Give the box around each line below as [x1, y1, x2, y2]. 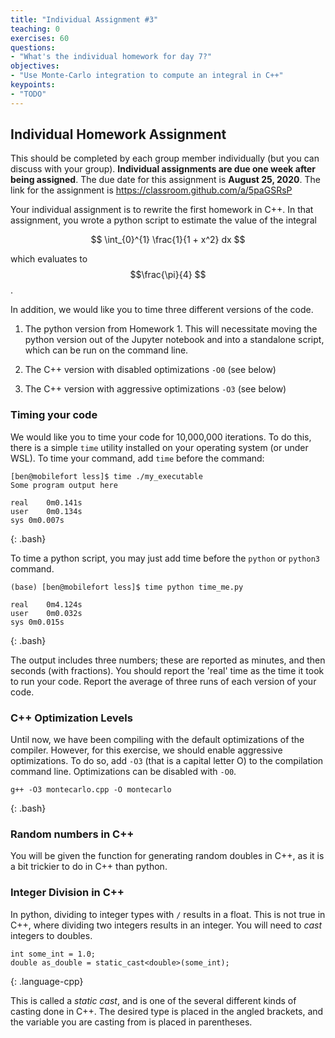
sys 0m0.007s [10, 515, 65, 525]
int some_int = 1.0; [10, 949, 97, 959]
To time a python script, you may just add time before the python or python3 [10, 552, 320, 564]
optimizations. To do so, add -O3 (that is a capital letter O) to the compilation [10, 755, 324, 767]
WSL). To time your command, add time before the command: [10, 452, 265, 464]
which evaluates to [10, 253, 88, 265]
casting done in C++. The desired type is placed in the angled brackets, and [10, 1005, 324, 1017]
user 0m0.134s [10, 506, 83, 516]
